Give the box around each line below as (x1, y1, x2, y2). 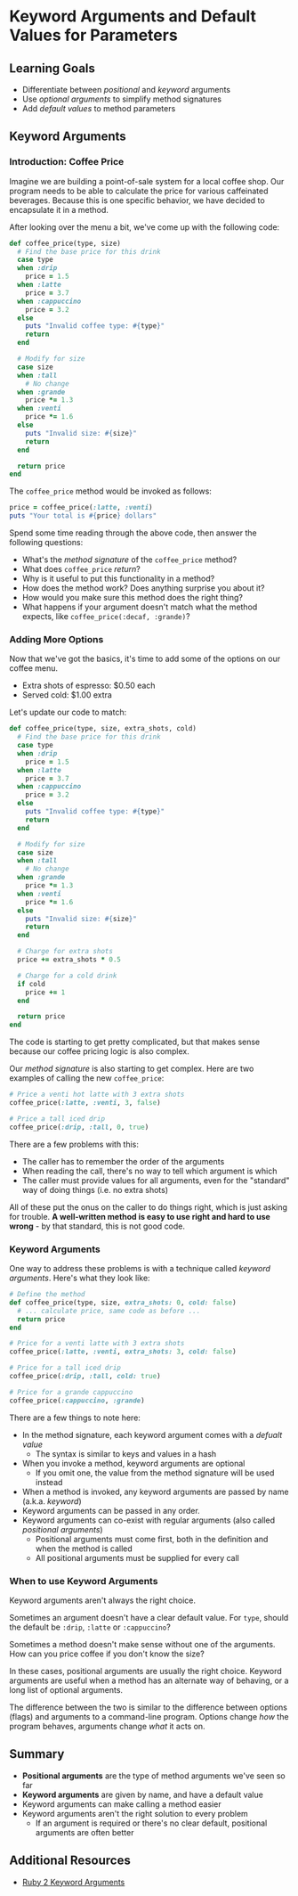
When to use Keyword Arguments (9, 1574, 158, 1587)
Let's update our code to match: (9, 707, 127, 718)
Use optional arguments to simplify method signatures (21, 94, 222, 104)
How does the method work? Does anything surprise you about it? (21, 583, 265, 593)
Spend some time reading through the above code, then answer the (9, 527, 257, 538)
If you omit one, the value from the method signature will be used (35, 1467, 275, 1478)
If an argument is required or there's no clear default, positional (35, 1818, 268, 1828)
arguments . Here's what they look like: (9, 1272, 150, 1284)
